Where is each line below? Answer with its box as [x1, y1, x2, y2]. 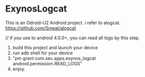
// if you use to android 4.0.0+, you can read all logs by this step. [5, 35, 140, 41]
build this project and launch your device [12, 44, 98, 50]
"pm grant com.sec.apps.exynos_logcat [12, 55, 96, 61]
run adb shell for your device [12, 50, 73, 56]
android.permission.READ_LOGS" [12, 60, 83, 66]
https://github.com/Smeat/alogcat [5, 25, 76, 31]
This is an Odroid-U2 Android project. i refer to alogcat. [5, 20, 121, 26]
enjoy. [12, 66, 26, 72]
